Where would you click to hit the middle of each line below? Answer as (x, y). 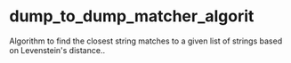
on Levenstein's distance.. (57, 50)
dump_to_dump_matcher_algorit (132, 16)
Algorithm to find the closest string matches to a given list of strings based (146, 41)
